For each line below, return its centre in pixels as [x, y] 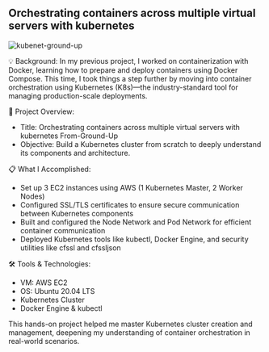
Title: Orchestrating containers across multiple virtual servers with [130, 127]
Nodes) [32, 196]
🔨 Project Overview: [42, 111]
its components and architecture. [75, 153]
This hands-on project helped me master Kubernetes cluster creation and [130, 324]
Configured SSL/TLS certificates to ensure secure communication [130, 204]
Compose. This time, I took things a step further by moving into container [130, 78]
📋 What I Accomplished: [50, 169]
